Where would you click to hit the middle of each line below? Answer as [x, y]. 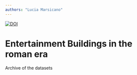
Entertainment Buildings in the [69, 44]
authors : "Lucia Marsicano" [34, 10]
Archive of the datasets [29, 68]
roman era [26, 54]
